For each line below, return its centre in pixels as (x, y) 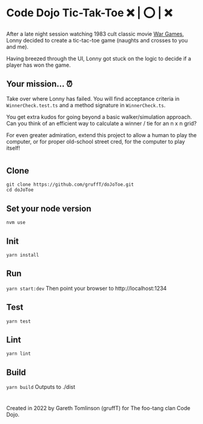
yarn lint (19, 354)
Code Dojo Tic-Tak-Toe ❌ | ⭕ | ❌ (89, 13)
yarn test (19, 321)
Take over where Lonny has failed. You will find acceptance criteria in (93, 98)
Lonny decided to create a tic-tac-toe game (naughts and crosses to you (97, 40)
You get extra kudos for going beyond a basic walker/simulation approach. (99, 116)
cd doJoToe (20, 190)
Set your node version (49, 208)
